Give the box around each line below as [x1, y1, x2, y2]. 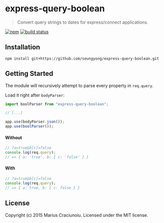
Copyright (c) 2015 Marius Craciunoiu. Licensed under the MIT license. [5, 212, 148, 218]
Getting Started [5, 69, 54, 78]
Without [5, 134, 22, 140]
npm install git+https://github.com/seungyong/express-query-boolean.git [5, 56, 160, 61]
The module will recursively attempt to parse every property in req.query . [5, 82, 154, 89]
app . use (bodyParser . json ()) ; [5, 119, 65, 125]
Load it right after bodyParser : [5, 92, 65, 98]
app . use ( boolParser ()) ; [5, 124, 54, 129]
